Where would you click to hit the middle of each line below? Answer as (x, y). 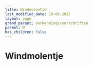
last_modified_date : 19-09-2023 (38, 14)
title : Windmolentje (26, 9)
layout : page (18, 18)
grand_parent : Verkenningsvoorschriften (47, 23)
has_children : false (26, 32)
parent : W (15, 28)
